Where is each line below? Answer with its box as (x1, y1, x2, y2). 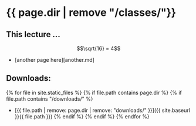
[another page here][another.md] (14, 57, 95, 63)
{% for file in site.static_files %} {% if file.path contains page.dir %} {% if (6, 89, 182, 96)
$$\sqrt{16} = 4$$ (76, 45, 121, 52)
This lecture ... (6, 29, 60, 39)
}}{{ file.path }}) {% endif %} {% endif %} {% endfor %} (14, 112, 150, 120)
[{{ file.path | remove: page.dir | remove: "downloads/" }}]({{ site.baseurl (14, 107, 191, 114)
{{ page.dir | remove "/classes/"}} (6, 6, 177, 19)
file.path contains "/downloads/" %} (6, 95, 93, 102)
